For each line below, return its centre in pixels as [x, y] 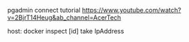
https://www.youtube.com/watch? [132, 10]
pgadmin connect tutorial [44, 10]
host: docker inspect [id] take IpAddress [66, 31]
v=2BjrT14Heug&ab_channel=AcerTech [64, 17]
